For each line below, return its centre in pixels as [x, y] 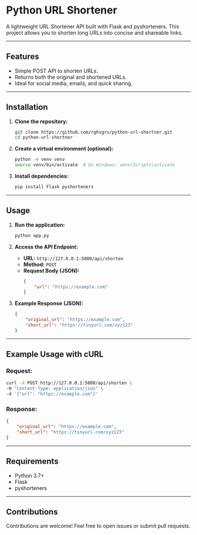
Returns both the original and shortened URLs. [71, 77]
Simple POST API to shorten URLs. [56, 70]
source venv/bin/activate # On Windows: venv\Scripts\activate [95, 165]
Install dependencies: [42, 176]
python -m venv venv [40, 160]
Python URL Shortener [62, 10]
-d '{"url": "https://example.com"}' [52, 394]
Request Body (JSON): [51, 270]
